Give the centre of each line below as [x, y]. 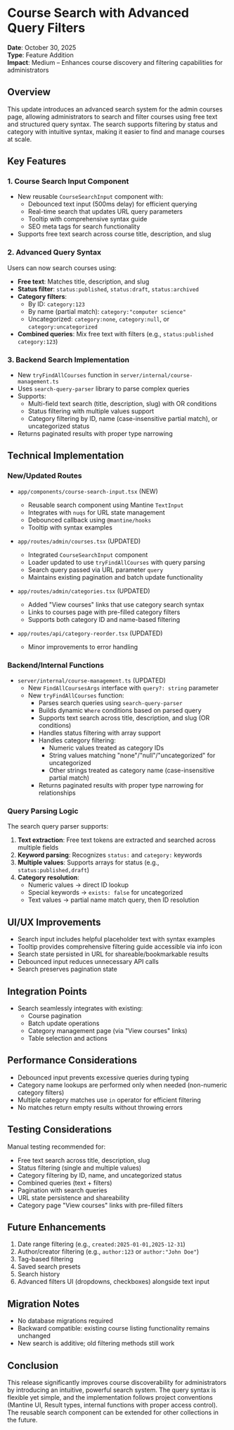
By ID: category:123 [57, 304]
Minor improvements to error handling [83, 647]
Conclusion [33, 1365]
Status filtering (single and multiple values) [79, 1168]
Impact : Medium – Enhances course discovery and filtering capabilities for [115, 62]
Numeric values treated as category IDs [106, 748]
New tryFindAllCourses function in [68, 375]
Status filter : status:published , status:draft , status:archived [108, 289]
